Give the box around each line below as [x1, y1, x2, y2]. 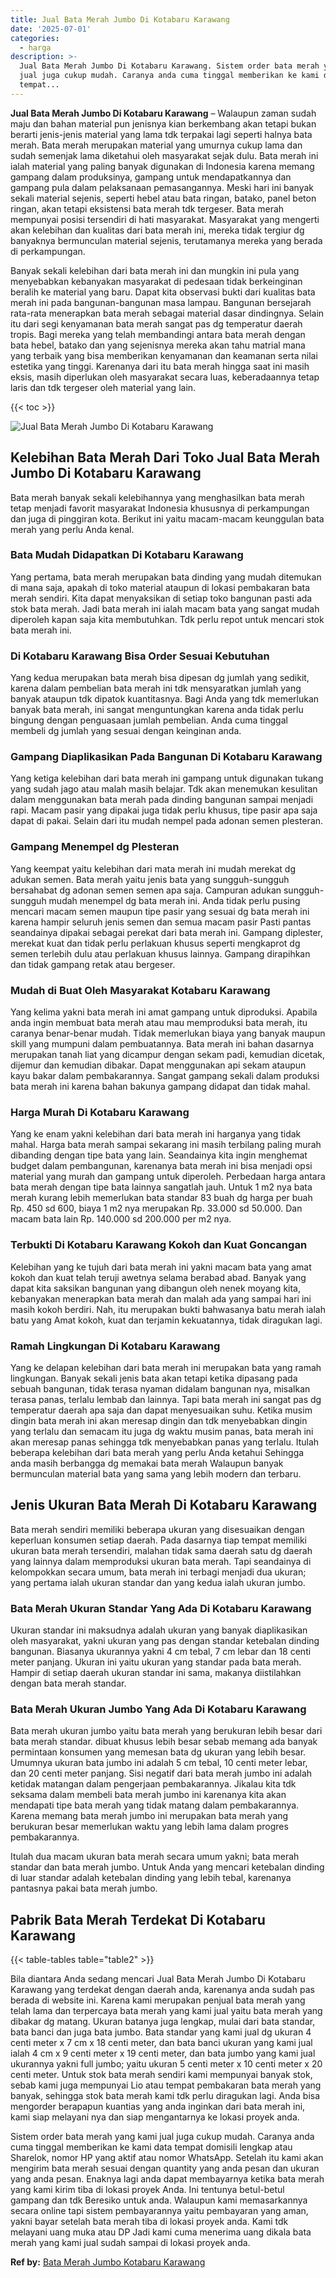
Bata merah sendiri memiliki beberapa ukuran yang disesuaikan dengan [10, 1523, 305, 1535]
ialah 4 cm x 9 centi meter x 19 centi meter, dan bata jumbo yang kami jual [10, 2047, 316, 2060]
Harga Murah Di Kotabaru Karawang [10, 1105, 190, 1119]
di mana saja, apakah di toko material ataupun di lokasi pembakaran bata [10, 581, 311, 593]
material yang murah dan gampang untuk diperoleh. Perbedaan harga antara [10, 1171, 326, 1183]
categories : [10, 33, 60, 43]
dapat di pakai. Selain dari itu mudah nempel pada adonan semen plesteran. [10, 815, 324, 827]
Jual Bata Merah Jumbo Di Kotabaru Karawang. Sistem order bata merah [19, 61, 320, 71]
